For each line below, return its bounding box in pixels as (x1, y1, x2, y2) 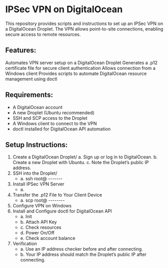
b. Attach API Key (20, 219, 57, 225)
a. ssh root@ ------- (20, 176, 63, 182)
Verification (12, 240, 37, 247)
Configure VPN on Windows (12, 203, 72, 209)
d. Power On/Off (20, 230, 55, 236)
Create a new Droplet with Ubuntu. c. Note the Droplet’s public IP (12, 159, 149, 166)
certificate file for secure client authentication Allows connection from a (5, 65, 156, 71)
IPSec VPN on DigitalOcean (5, 4, 123, 15)
